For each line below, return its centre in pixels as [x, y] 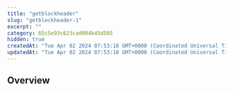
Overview [29, 81]
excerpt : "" [24, 26]
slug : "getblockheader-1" [44, 20]
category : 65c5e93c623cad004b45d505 [60, 33]
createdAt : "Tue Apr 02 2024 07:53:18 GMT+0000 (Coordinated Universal [113, 46]
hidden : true [26, 40]
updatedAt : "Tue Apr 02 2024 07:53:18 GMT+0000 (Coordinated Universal [113, 53]
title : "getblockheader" [43, 14]
